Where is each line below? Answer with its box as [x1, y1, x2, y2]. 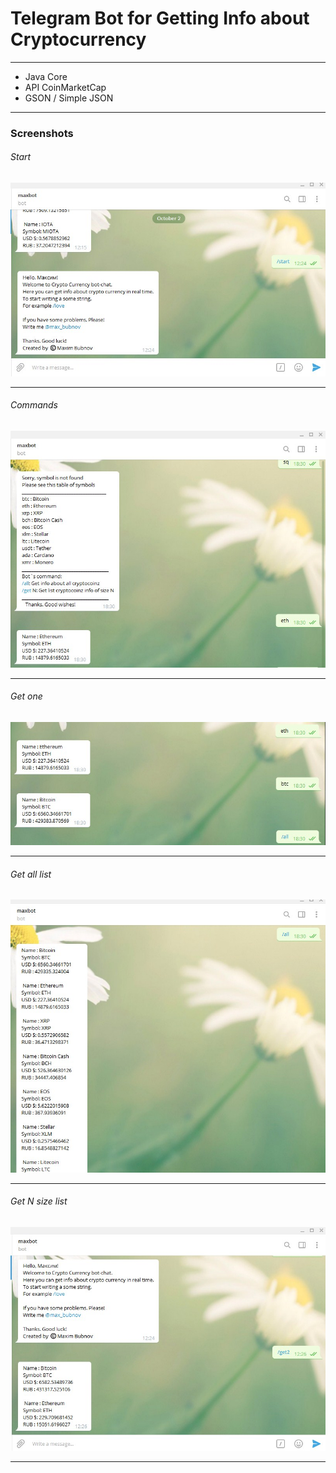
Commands [10, 399, 58, 411]
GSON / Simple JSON [24, 92, 114, 104]
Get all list [10, 868, 52, 880]
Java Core [24, 70, 68, 82]
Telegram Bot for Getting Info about [10, 7, 310, 30]
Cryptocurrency [10, 28, 147, 51]
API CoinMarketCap [24, 81, 107, 93]
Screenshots [10, 126, 74, 140]
